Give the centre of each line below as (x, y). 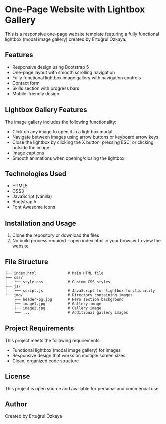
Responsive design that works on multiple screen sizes (69, 355)
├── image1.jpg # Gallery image (58, 304)
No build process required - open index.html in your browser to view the (87, 241)
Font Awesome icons (34, 207)
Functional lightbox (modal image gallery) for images (66, 350)
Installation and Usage (41, 223)
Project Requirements (40, 328)
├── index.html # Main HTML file (54, 273)
